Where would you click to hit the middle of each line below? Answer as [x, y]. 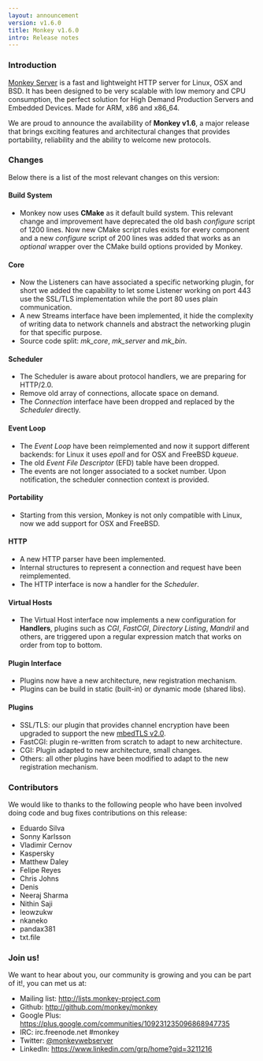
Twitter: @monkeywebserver [66, 1040]
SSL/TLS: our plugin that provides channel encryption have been [124, 724]
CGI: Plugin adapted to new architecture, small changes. [111, 750]
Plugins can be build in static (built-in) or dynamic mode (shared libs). [133, 689]
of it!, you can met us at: [47, 984]
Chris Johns [39, 879]
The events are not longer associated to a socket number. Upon [123, 471]
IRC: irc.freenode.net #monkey [69, 1033]
